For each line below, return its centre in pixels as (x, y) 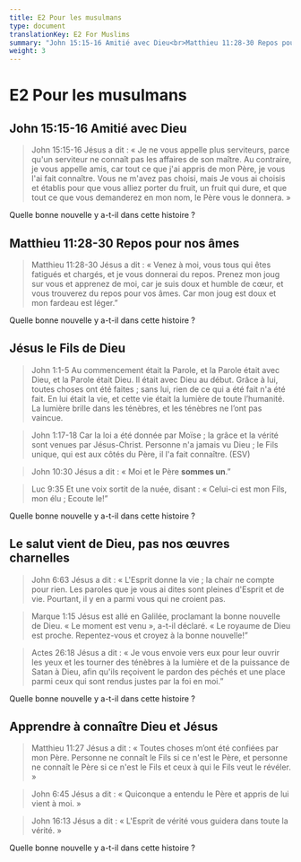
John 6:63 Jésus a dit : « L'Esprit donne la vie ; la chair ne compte (153, 579)
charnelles (39, 558)
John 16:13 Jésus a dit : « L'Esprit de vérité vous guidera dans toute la (159, 821)
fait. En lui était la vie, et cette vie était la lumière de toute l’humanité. (158, 398)
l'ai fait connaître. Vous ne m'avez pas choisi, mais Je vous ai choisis (158, 178)
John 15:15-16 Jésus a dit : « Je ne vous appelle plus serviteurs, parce (160, 150)
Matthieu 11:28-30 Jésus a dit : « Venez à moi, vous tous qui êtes (151, 265)
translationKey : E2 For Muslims (69, 34)
